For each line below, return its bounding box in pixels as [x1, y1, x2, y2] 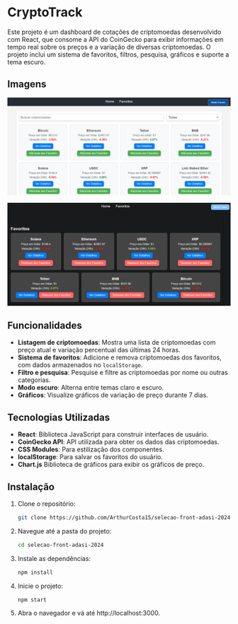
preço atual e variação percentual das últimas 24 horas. [17, 346, 181, 354]
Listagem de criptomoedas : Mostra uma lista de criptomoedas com [17, 338, 216, 347]
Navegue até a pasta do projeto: [17, 526, 112, 535]
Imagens [7, 79, 47, 91]
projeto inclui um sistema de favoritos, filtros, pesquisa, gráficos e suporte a [7, 50, 229, 59]
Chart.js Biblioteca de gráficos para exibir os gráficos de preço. [17, 461, 205, 469]
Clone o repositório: [17, 499, 76, 508]
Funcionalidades [7, 319, 83, 331]
